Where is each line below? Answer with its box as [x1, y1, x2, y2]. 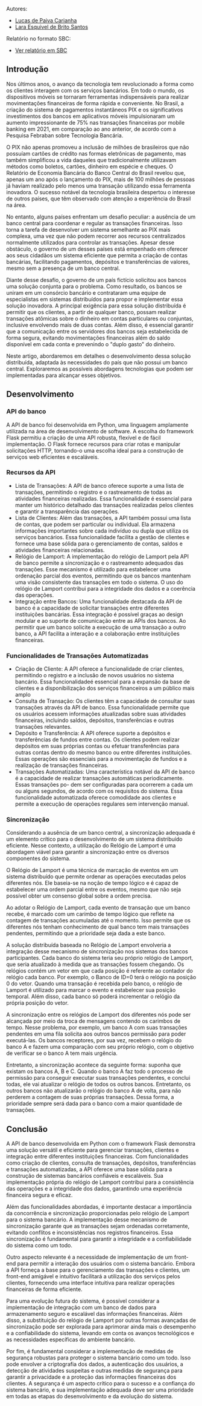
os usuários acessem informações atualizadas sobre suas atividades [14, 711, 186, 718]
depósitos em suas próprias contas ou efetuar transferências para [14, 743, 180, 750]
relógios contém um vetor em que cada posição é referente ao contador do [6, 967, 193, 974]
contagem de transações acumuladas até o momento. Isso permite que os [6, 917, 191, 924]
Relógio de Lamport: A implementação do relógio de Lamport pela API [14, 553, 189, 560]
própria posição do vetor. [6, 999, 69, 1007]
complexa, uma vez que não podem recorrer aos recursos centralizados [6, 232, 186, 240]
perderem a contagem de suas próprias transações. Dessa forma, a [6, 1094, 174, 1101]
